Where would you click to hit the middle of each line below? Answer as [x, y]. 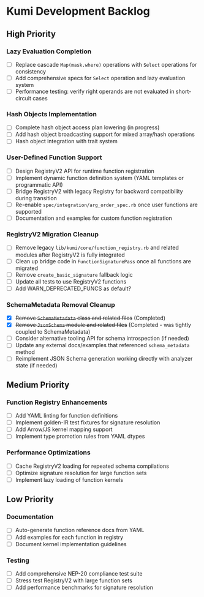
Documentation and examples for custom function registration [94, 218]
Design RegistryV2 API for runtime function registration [85, 171]
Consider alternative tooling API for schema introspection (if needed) [102, 339]
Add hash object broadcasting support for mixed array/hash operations [105, 134]
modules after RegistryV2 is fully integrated [70, 255]
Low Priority [30, 499]
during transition [36, 198]
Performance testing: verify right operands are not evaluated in [95, 91]
